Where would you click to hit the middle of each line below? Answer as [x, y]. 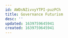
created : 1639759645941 [30, 28]
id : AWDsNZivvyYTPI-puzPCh [33, 10]
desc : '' [14, 19]
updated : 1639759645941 [30, 23]
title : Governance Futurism [34, 14]
